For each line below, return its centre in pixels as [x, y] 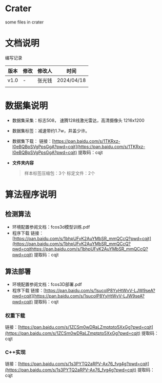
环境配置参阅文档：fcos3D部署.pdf [47, 284]
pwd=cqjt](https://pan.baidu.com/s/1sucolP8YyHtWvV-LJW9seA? [78, 296]
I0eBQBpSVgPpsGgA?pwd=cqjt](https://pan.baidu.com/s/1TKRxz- [79, 147]
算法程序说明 [31, 195]
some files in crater [24, 22]
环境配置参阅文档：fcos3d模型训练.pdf [51, 227]
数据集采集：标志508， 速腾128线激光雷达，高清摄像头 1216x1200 [78, 120]
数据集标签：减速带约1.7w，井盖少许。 [51, 130]
